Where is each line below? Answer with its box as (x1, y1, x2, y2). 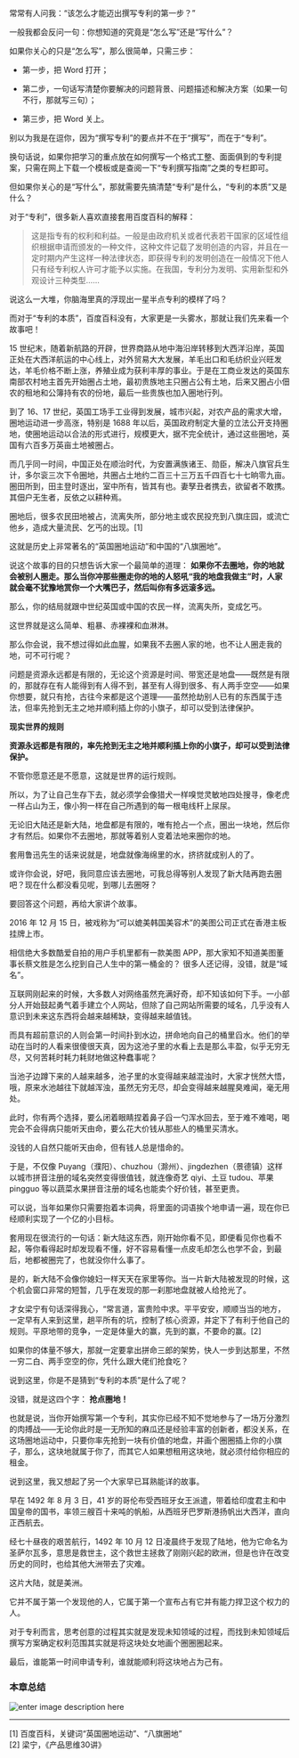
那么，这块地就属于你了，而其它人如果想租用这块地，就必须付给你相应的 (24, 1446, 290, 1456)
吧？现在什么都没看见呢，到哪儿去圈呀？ (9, 880, 158, 890)
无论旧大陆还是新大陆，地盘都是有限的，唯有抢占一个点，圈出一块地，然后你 (9, 819, 290, 830)
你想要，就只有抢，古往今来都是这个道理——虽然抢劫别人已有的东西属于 (9, 691, 274, 702)
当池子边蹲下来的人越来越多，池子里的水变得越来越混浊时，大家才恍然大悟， (9, 1071, 290, 1081)
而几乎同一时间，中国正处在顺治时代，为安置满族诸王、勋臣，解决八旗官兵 (9, 459, 282, 469)
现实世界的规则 (9, 721, 64, 732)
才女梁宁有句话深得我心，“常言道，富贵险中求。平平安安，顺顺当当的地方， (9, 1304, 287, 1314)
